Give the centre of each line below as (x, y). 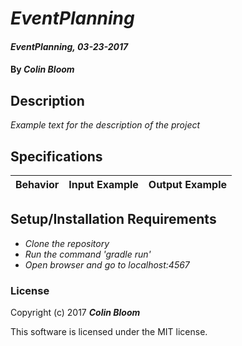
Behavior (37, 184)
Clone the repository (67, 243)
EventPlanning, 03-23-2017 (69, 46)
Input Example (103, 184)
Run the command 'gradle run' (88, 254)
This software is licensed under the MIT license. (109, 332)
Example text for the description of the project (105, 125)
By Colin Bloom (42, 69)
